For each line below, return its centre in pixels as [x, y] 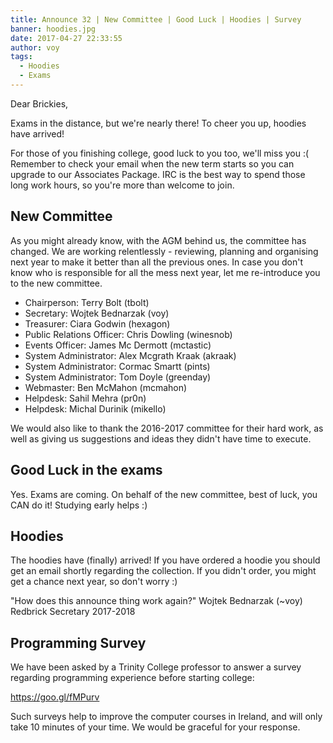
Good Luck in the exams [86, 470]
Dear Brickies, [39, 103]
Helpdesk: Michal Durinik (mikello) [95, 408]
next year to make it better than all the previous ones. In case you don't [157, 262]
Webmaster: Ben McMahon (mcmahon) [106, 387]
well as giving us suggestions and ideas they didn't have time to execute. [161, 438]
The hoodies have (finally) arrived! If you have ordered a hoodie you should [165, 560]
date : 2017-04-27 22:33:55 [66, 38]
